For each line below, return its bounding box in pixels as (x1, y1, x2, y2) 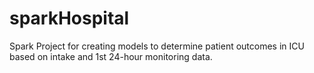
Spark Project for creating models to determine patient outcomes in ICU (9, 40, 305, 52)
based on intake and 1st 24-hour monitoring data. (9, 50, 213, 62)
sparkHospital (9, 7, 130, 30)
